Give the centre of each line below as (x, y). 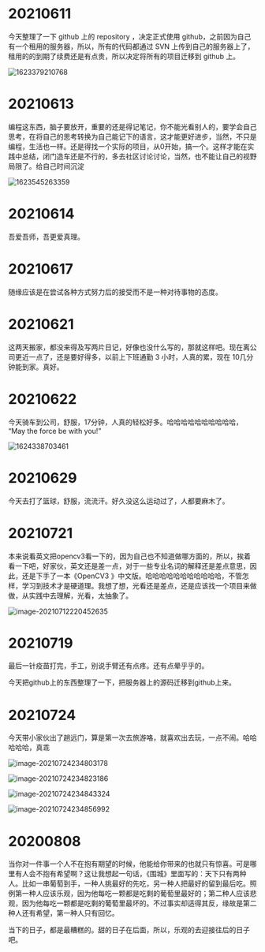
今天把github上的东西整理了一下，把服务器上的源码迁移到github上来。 (122, 682)
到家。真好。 (43, 367)
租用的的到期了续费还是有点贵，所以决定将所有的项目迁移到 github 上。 (124, 56)
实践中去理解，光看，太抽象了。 (80, 595)
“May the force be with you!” (55, 431)
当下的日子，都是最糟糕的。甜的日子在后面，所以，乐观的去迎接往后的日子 (129, 930)
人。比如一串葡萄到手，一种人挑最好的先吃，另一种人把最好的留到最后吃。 (129, 883)
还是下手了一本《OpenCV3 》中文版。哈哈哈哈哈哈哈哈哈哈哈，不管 (132, 576)
